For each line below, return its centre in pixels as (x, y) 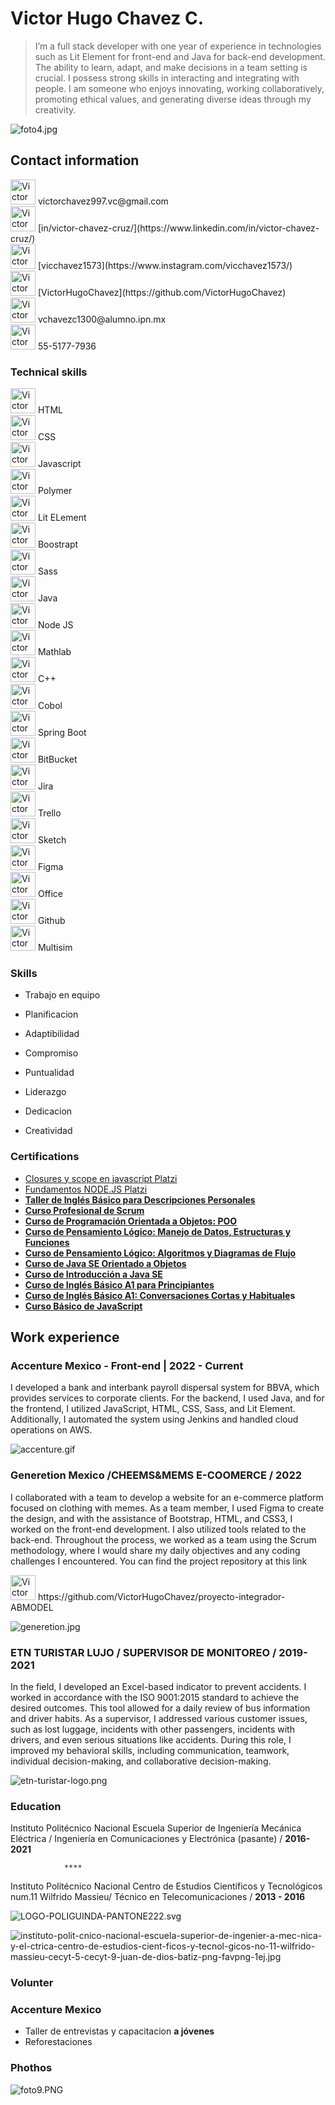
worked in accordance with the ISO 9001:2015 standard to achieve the (155, 1697)
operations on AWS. (51, 1430)
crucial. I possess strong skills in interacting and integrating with (167, 78)
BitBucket (57, 759)
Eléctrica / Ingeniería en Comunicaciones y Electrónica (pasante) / (146, 1839)
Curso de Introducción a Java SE (93, 1274)
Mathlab (54, 652)
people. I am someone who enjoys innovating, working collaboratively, (179, 88)
